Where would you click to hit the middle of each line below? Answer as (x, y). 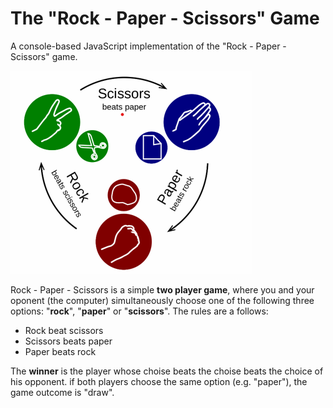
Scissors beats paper (68, 341)
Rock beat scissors (64, 330)
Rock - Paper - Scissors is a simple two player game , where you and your (162, 289)
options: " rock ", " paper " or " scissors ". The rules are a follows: (139, 311)
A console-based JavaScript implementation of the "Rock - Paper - (148, 46)
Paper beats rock (60, 351)
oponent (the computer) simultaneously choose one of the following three (162, 300)
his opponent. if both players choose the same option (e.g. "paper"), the (159, 381)
